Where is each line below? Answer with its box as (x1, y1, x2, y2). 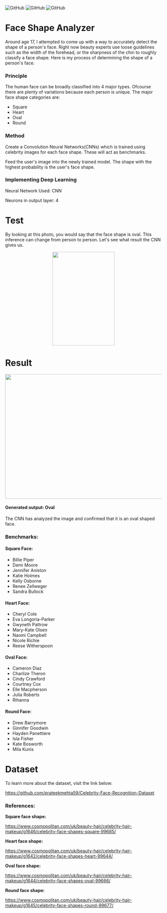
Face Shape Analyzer (5, 22, 95, 34)
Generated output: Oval (5, 505, 55, 511)
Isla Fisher (12, 735, 34, 741)
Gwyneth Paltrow (12, 622, 48, 628)
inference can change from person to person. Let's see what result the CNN (5, 236, 161, 242)
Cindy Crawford (12, 676, 45, 682)
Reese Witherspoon (12, 643, 53, 649)
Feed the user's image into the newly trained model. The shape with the (5, 159, 152, 165)
